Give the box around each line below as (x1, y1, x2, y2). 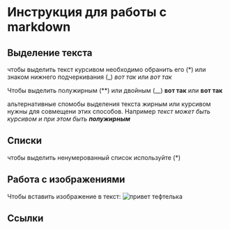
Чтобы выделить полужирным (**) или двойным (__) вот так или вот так (7, 87, 223, 94)
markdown (7, 19, 71, 35)
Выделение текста (7, 47, 93, 59)
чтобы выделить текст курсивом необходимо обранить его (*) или (7, 66, 206, 73)
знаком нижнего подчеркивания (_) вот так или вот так (7, 73, 172, 81)
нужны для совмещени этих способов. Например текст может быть (7, 108, 211, 115)
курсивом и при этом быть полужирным (7, 114, 131, 123)
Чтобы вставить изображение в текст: (7, 192, 121, 200)
